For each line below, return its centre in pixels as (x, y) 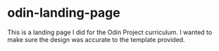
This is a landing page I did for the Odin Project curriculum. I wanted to (110, 32)
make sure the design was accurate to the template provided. (96, 39)
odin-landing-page (64, 13)
